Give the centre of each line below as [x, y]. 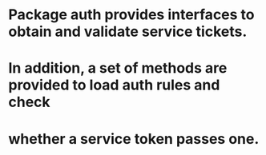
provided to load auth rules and [114, 85]
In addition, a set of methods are [118, 68]
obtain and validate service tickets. [128, 32]
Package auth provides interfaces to [131, 15]
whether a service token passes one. [134, 139]
